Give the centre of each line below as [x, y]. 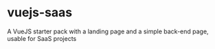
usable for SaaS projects [42, 38]
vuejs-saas [40, 13]
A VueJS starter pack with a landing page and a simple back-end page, [108, 31]
